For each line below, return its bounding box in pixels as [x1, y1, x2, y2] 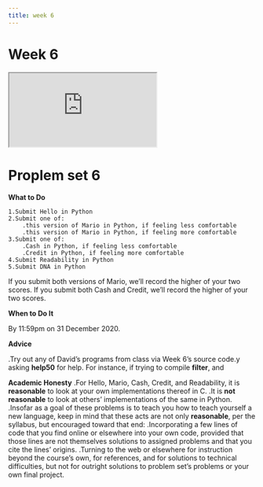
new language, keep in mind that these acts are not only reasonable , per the [8, 411, 256, 421]
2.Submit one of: [8, 214, 65, 223]
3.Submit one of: [8, 235, 65, 243]
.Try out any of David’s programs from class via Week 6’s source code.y [8, 354, 241, 363]
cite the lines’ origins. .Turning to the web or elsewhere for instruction [8, 445, 233, 454]
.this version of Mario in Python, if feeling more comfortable [22, 228, 237, 236]
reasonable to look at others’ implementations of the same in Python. [8, 394, 232, 404]
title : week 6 [8, 11, 55, 20]
